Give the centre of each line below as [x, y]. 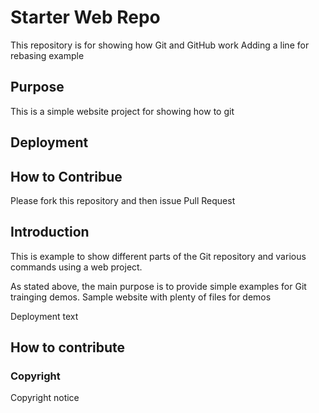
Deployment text [44, 316]
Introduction [50, 232]
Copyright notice [45, 398]
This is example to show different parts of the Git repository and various [158, 256]
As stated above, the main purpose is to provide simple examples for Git [158, 286]
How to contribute [68, 347]
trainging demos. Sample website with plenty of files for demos [141, 297]
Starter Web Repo [85, 17]
